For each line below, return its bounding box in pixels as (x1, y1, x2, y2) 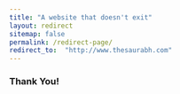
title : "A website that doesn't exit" (9, 12, 153, 22)
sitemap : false (9, 29, 66, 38)
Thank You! (9, 75, 60, 88)
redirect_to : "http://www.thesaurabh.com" (9, 46, 173, 55)
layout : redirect (9, 21, 74, 30)
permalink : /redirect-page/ (9, 37, 113, 47)
